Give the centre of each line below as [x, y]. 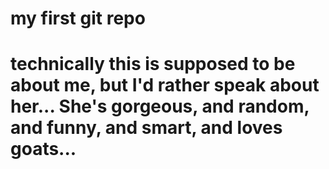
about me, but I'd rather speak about [165, 85]
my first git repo [78, 18]
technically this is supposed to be [153, 64]
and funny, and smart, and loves [146, 128]
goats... [43, 149]
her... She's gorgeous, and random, [160, 106]
